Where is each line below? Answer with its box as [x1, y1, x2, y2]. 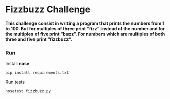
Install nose [5, 61, 30, 67]
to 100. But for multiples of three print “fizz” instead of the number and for [5, 25, 165, 31]
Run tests [5, 79, 25, 85]
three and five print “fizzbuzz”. [5, 36, 72, 42]
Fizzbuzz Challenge [5, 4, 90, 15]
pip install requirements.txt [5, 70, 70, 75]
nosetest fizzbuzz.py [5, 89, 51, 94]
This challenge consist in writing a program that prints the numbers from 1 [5, 20, 165, 26]
